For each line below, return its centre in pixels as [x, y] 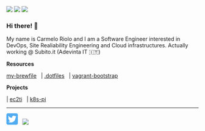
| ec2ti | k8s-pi [26, 99]
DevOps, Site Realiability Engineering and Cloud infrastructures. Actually [97, 45]
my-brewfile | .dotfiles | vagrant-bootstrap [62, 76]
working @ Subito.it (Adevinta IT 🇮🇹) [53, 52]
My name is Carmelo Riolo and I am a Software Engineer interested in [93, 39]
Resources [20, 64]
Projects [17, 87]
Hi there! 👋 [22, 25]
